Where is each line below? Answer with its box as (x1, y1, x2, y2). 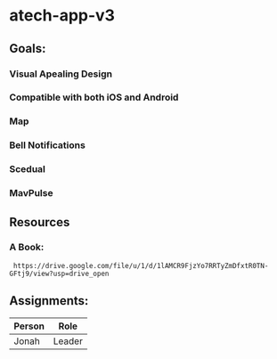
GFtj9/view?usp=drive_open (9, 269, 110, 278)
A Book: (9, 241, 45, 254)
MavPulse (9, 187, 53, 200)
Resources (9, 215, 70, 230)
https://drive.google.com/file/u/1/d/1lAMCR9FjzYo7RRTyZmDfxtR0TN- (12, 261, 269, 270)
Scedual (9, 163, 46, 175)
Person (13, 320, 45, 332)
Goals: (9, 41, 46, 56)
